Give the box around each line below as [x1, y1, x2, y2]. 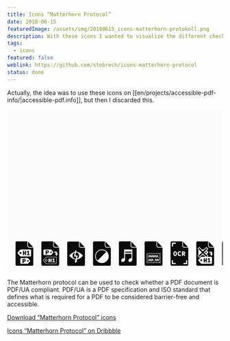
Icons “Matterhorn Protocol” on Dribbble [7, 326, 121, 335]
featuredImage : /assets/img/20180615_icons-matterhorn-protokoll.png [7, 25, 210, 32]
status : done [7, 68, 44, 75]
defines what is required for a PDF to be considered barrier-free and [7, 292, 200, 301]
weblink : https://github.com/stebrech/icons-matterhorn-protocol [7, 62, 197, 68]
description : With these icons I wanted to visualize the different [7, 33, 207, 40]
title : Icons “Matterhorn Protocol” [7, 11, 112, 18]
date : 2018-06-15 [7, 18, 57, 25]
